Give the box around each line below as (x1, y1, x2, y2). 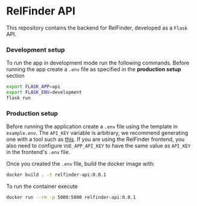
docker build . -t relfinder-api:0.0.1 (6, 172, 107, 178)
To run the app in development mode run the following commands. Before (6, 59, 190, 67)
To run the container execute (6, 183, 78, 190)
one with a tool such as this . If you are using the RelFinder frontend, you (6, 136, 185, 143)
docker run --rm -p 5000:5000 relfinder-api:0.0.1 (6, 195, 136, 201)
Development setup (6, 45, 65, 54)
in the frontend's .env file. (6, 149, 70, 156)
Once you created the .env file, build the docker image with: (6, 160, 155, 167)
